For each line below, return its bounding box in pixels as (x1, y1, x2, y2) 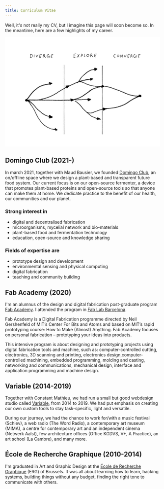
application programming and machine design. (5, 368, 100, 374)
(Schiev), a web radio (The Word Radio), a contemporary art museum (5, 420, 145, 426)
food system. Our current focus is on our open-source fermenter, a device (5, 180, 156, 186)
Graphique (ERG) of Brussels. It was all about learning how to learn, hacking (5, 468, 159, 474)
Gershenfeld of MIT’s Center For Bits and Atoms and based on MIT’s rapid (5, 321, 155, 327)
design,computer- (107, 352, 143, 358)
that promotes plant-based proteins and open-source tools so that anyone (5, 185, 155, 191)
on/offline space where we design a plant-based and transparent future (5, 175, 150, 180)
